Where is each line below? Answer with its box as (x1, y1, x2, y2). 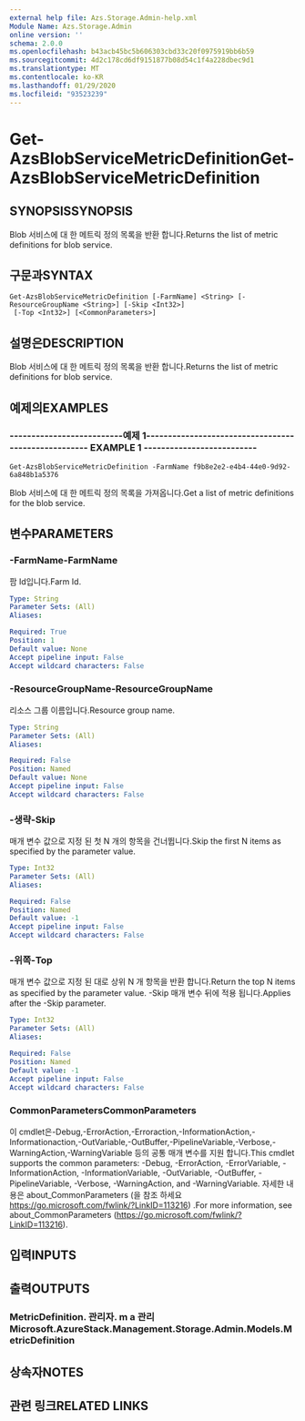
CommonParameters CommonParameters (9, 1104, 198, 1117)
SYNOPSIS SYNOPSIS (9, 204, 134, 219)
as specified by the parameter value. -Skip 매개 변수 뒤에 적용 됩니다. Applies (9, 988, 291, 999)
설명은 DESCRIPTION (9, 335, 125, 350)
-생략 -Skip (9, 813, 56, 826)
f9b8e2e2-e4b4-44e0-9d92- (192, 462, 291, 472)
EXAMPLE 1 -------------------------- (89, 442, 258, 454)
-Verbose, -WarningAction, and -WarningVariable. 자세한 (74, 1178, 285, 1189)
